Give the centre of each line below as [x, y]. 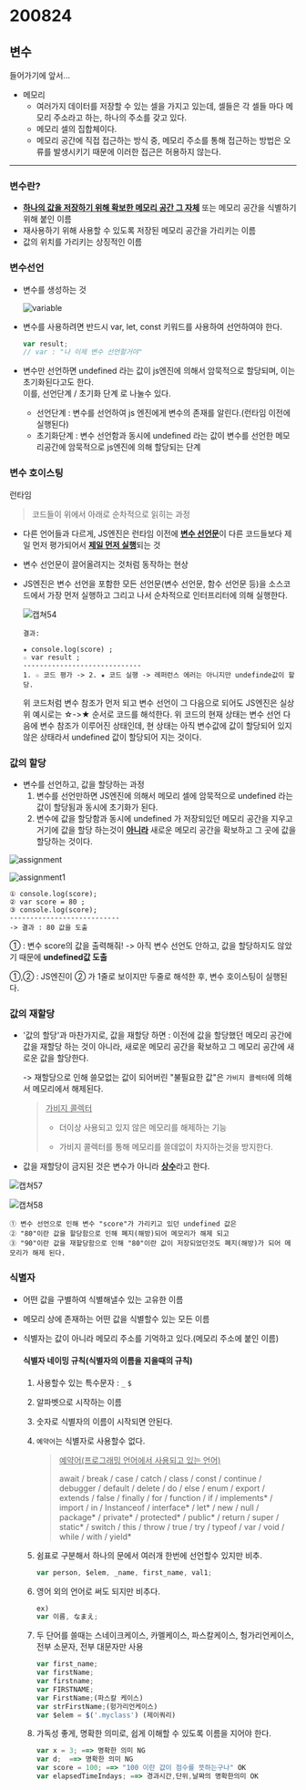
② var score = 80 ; [47, 902]
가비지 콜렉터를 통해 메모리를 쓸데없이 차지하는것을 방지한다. [166, 1147]
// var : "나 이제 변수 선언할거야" [82, 352]
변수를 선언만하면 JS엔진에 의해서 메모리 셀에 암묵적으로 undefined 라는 [164, 795]
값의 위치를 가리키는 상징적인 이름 [82, 242]
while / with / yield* [95, 1537]
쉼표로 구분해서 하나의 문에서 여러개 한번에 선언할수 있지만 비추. [149, 1555]
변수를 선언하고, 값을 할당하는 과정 [83, 784]
